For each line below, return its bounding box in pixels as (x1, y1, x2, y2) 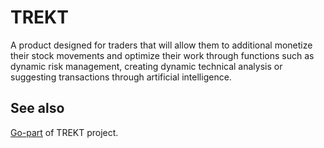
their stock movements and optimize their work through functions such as (10, 49, 315, 61)
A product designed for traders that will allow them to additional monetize (10, 39, 313, 51)
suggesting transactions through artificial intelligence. (10, 71, 232, 83)
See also (10, 100, 65, 117)
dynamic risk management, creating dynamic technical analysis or (10, 60, 283, 72)
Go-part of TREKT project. (10, 126, 119, 138)
